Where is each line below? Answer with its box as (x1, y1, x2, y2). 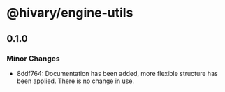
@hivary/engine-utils (6, 5, 133, 21)
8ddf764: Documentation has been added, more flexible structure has (16, 69, 218, 77)
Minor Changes (6, 54, 60, 63)
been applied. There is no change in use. (16, 77, 134, 85)
